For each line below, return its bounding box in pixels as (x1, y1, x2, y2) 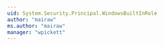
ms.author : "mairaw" (7, 22, 66, 29)
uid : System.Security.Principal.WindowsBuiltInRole (7, 9, 157, 17)
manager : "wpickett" (7, 28, 66, 36)
